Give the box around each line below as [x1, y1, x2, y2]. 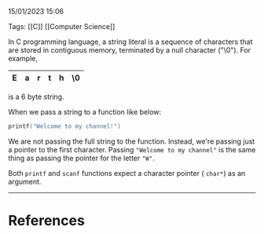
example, [8, 54, 38, 63]
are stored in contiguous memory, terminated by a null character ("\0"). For [8, 46, 251, 54]
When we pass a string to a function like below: [8, 108, 162, 116]
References [8, 212, 85, 230]
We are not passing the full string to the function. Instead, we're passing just [8, 137, 255, 146]
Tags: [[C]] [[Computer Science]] [8, 22, 115, 31]
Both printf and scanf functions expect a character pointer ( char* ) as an [8, 168, 246, 177]
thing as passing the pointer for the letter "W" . [8, 153, 155, 163]
